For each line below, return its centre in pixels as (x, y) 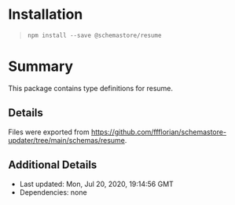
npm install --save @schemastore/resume (94, 35)
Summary (40, 66)
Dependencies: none (53, 192)
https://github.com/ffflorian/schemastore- (158, 132)
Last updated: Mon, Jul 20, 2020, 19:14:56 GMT (97, 184)
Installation (46, 15)
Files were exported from (49, 132)
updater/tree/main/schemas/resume (67, 140)
